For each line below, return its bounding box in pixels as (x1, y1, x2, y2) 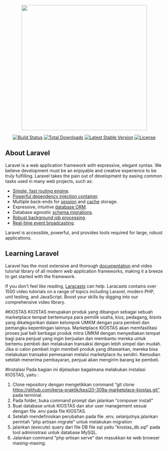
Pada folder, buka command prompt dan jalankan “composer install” (12, 397, 153, 403)
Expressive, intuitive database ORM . (12, 203, 87, 210)
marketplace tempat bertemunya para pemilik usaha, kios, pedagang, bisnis (5, 314, 162, 320)
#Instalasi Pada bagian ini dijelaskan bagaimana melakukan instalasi (5, 366, 146, 372)
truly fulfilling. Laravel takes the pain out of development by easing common (5, 173, 162, 179)
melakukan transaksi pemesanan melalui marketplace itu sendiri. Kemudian (5, 351, 160, 357)
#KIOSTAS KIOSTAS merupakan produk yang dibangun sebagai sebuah (5, 309, 153, 315)
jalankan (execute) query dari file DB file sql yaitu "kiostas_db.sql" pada (12, 424, 160, 430)
